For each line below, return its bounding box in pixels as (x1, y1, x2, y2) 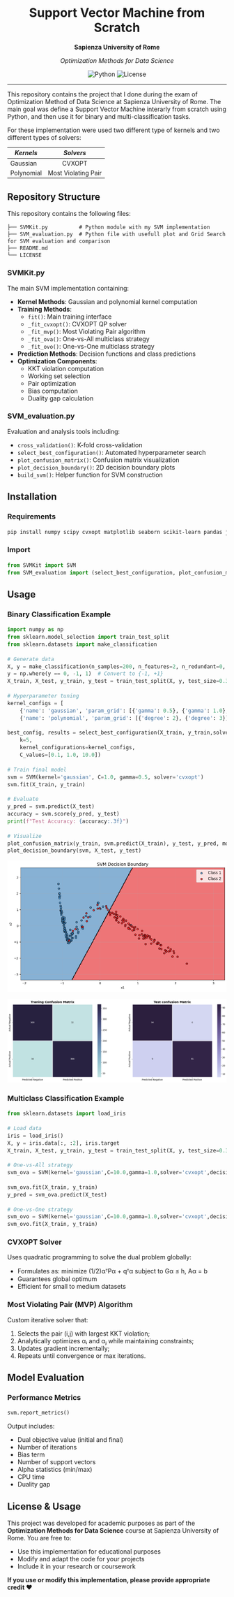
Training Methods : (17, 305, 72, 313)
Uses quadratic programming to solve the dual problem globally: (7, 1253, 192, 1262)
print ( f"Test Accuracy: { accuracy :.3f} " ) (7, 818, 130, 825)
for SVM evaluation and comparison (7, 238, 111, 245)
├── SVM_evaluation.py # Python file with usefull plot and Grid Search (7, 231, 226, 238)
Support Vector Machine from (29, 5, 205, 21)
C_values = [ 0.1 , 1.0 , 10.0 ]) (19, 751, 101, 759)
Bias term (17, 1450, 45, 1459)
